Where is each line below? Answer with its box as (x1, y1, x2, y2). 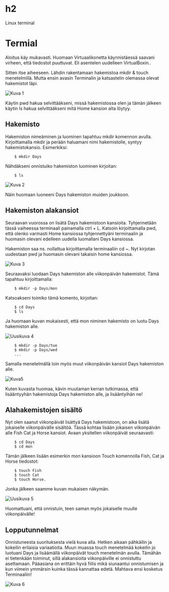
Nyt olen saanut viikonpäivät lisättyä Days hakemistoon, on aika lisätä (5, 419, 150, 425)
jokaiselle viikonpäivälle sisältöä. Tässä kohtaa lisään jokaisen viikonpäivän (5, 424, 160, 431)
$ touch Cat (14, 472, 39, 478)
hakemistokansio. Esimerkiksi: (5, 144, 68, 150)
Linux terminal (5, 20, 35, 26)
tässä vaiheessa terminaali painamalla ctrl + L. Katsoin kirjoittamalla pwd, (5, 225, 157, 231)
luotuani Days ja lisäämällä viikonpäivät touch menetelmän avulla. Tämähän (5, 550, 161, 556)
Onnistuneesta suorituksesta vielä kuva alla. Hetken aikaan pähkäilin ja (5, 539, 152, 545)
